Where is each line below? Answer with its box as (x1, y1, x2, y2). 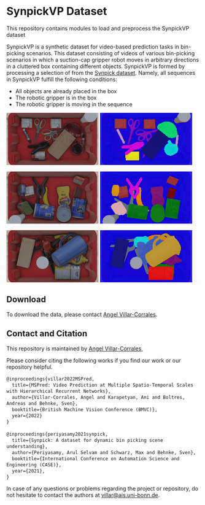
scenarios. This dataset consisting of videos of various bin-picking (26, 49, 195, 56)
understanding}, (6, 443, 48, 449)
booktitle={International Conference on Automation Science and (12, 455, 180, 461)
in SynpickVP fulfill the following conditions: (6, 75, 118, 83)
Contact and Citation (6, 328, 88, 339)
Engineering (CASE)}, (6, 461, 62, 468)
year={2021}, (12, 468, 45, 474)
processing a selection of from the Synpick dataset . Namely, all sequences (6, 69, 196, 76)
